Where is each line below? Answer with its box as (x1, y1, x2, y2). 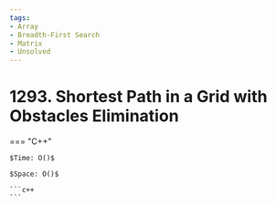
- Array (9, 22, 39, 31)
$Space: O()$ (9, 169, 59, 179)
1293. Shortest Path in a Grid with (9, 87, 268, 108)
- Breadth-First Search (9, 30, 101, 39)
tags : (9, 13, 30, 23)
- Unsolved (9, 47, 51, 56)
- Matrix (9, 38, 43, 48)
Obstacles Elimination (9, 106, 180, 127)
